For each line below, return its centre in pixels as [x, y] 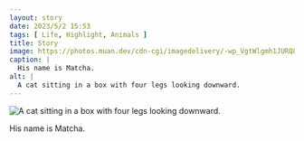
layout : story [36, 18]
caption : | [30, 60]
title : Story [34, 43]
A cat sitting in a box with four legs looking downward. [129, 85]
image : [22, 52]
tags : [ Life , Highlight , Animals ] [78, 34]
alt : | [22, 77]
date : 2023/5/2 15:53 [50, 26]
